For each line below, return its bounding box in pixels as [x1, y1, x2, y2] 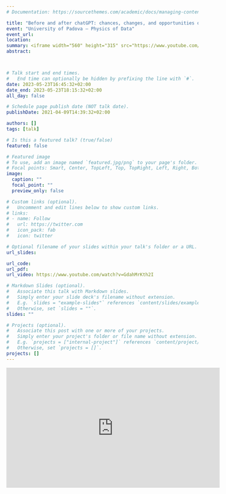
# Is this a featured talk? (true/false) [6, 137, 113, 143]
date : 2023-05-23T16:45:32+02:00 [6, 81, 91, 87]
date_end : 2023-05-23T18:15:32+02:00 [6, 87, 102, 93]
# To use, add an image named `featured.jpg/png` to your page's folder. [6, 159, 198, 165]
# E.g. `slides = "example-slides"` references [6, 299, 135, 306]
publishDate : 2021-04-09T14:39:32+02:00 [6, 109, 111, 116]
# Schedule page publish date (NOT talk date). [6, 104, 130, 110]
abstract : [6, 48, 32, 55]
